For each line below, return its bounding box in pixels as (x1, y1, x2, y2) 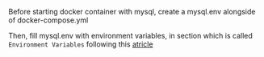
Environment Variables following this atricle (8, 39, 153, 49)
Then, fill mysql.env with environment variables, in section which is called (8, 31, 253, 40)
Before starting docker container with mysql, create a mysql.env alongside (8, 7, 256, 16)
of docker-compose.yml (8, 15, 89, 25)
